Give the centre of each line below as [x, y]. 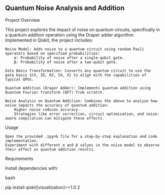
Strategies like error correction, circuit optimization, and [79, 114]
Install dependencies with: [32, 168]
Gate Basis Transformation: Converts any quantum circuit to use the [78, 71]
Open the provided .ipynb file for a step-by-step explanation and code [81, 136]
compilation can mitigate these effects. [61, 118]
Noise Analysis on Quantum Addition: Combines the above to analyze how [81, 101]
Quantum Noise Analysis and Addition [65, 8]
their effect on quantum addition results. [50, 149]
